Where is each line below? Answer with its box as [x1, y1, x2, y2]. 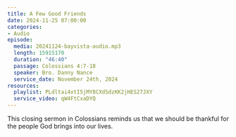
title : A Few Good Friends [7, 10, 87, 18]
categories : [7, 23, 42, 30]
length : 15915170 [13, 50, 65, 57]
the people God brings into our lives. [7, 122, 113, 130]
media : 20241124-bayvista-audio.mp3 [13, 43, 121, 50]
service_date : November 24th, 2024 [13, 75, 118, 83]
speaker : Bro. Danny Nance [13, 69, 93, 76]
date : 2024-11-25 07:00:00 [7, 17, 87, 24]
